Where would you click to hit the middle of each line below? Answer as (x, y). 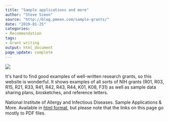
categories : (18, 29)
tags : (11, 38)
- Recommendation (23, 33)
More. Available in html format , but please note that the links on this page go (84, 107)
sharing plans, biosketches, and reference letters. (57, 92)
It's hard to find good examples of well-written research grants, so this (78, 76)
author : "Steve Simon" (29, 15)
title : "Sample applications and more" (47, 10)
